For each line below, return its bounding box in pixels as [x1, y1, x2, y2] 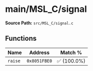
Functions [5, 34, 37, 43]
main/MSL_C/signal [5, 3, 87, 15]
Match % [60, 49, 83, 56]
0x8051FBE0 [26, 58, 52, 64]
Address [29, 49, 50, 56]
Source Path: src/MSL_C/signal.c [5, 20, 74, 26]
